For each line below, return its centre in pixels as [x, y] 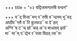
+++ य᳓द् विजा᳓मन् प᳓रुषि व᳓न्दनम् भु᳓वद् [38, 17]
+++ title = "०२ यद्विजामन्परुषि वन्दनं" [37, 7]
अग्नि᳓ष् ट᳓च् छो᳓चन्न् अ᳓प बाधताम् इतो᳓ [36, 28]
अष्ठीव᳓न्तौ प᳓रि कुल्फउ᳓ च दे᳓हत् [31, 22]
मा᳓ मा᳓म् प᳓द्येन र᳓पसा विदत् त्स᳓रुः [33, 33]
